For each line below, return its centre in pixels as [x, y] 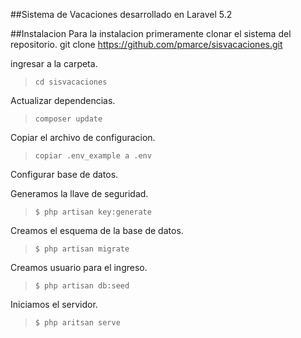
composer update [68, 119]
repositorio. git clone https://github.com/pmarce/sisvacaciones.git [146, 44]
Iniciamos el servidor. [54, 304]
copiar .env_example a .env [93, 156]
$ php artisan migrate [82, 249]
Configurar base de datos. [64, 174]
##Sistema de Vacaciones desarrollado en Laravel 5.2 [121, 14]
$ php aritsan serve [77, 323]
